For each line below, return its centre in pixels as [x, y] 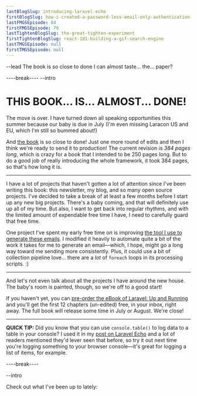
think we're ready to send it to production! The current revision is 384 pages [98, 148]
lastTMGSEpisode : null [34, 45]
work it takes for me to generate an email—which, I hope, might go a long [95, 245]
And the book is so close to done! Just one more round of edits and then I [95, 142]
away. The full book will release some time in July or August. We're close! [95, 311]
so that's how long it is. [34, 167]
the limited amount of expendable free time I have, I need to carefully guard [97, 214]
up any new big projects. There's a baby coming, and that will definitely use [97, 202]
